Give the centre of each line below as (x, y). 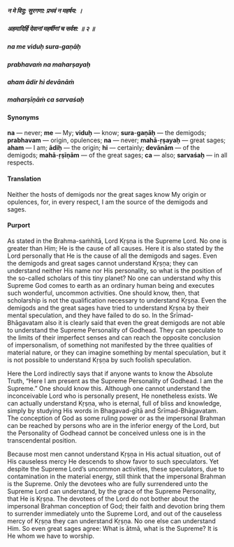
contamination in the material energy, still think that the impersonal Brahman (117, 476)
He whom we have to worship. (51, 536)
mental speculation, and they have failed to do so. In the (88, 315)
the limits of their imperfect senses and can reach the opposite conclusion (114, 338)
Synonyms (23, 117)
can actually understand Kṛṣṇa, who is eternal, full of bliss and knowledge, (115, 403)
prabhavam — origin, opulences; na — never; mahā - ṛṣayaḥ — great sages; (116, 140)
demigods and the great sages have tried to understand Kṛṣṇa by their (108, 307)
